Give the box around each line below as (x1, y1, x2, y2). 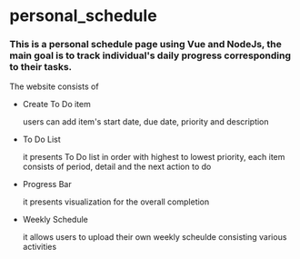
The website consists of (9, 81, 99, 92)
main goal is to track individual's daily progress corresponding (9, 49, 291, 62)
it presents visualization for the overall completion (22, 196, 210, 207)
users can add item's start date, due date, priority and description (22, 116, 270, 127)
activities (22, 242, 57, 253)
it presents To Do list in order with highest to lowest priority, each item (22, 152, 285, 163)
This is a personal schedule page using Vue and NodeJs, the (9, 38, 282, 51)
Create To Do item (22, 99, 91, 110)
